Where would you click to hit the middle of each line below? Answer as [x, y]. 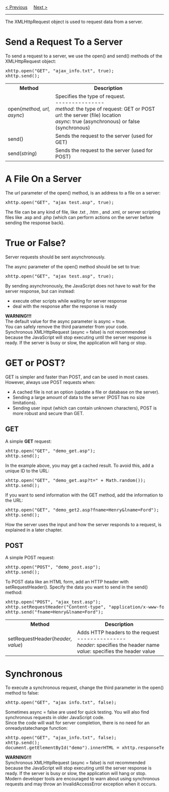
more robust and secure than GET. [48, 413]
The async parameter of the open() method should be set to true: [73, 266]
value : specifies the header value [116, 651]
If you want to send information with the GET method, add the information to [84, 495]
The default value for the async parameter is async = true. [65, 321]
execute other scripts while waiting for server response [70, 301]
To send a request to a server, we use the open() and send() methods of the [84, 56]
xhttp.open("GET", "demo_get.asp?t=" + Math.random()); [75, 480]
